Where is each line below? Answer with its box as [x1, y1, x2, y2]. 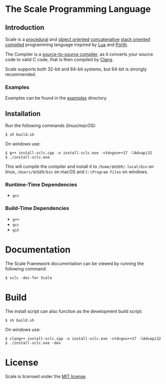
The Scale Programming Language [5, 3, 151, 15]
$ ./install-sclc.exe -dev [5, 340, 61, 345]
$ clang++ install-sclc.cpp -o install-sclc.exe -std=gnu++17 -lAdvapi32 [5, 336, 162, 341]
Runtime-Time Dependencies [5, 181, 78, 188]
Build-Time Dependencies [5, 205, 70, 212]
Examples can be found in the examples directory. [5, 95, 108, 101]
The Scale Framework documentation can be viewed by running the [5, 260, 144, 266]
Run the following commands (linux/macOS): [5, 123, 97, 128]
